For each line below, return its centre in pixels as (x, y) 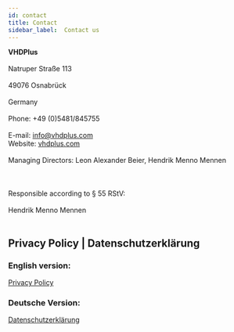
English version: (40, 265)
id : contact (27, 15)
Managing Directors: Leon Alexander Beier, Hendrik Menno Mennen (117, 161)
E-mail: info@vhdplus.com (51, 135)
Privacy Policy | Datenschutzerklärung (104, 243)
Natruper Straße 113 (40, 69)
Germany (23, 102)
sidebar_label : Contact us (54, 30)
